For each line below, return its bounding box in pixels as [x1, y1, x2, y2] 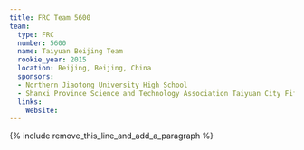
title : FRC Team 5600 [9, 13, 91, 23]
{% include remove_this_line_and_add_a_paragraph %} [9, 130, 214, 141]
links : [17, 97, 43, 107]
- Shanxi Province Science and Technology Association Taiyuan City [17, 89, 281, 98]
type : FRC [17, 30, 54, 39]
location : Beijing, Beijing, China [17, 64, 152, 73]
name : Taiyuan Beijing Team [17, 47, 124, 56]
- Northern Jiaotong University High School [17, 80, 188, 89]
